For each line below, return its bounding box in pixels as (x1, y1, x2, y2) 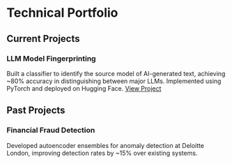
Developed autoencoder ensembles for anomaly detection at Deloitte (6, 141, 205, 149)
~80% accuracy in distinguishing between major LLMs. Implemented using (6, 77, 222, 85)
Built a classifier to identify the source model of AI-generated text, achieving (6, 69, 226, 77)
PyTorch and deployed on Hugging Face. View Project (6, 84, 162, 92)
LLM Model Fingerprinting (6, 54, 96, 64)
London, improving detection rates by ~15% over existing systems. (6, 149, 198, 157)
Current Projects (6, 33, 80, 45)
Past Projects (6, 105, 65, 117)
